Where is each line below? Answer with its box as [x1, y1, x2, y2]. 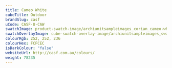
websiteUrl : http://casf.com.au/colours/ [5, 50, 95, 55]
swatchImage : [5, 27, 33, 32]
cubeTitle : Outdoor [5, 12, 47, 17]
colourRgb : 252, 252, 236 [5, 36, 60, 41]
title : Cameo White [5, 7, 47, 13]
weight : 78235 [5, 55, 36, 60]
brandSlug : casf [5, 17, 40, 22]
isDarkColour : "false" [5, 46, 54, 51]
